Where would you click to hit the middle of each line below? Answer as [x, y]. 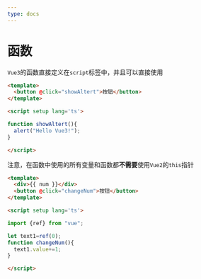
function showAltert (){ [42, 125]
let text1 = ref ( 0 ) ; [34, 236]
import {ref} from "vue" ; [45, 223]
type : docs [23, 14]
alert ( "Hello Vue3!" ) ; [47, 131]
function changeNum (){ [41, 243]
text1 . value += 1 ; [38, 249]
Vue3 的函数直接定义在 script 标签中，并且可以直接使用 [85, 72]
